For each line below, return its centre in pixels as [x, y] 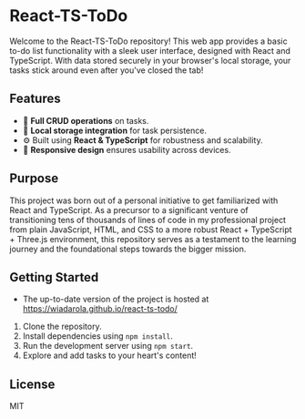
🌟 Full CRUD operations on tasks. [86, 120]
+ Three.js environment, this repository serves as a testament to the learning [153, 239]
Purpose [34, 179]
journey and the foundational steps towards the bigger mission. [128, 249]
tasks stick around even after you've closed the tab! [107, 70]
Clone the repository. [62, 327]
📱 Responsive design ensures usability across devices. [127, 149]
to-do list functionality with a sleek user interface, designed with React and [150, 50]
